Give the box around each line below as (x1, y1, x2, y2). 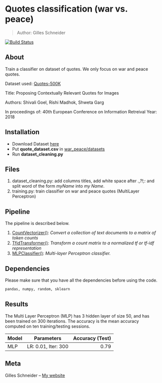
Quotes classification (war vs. (5, 3, 128, 15)
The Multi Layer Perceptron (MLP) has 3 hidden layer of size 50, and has (5, 313, 150, 319)
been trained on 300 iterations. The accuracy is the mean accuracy (5, 318, 139, 324)
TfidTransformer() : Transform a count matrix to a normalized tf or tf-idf (12, 240, 154, 246)
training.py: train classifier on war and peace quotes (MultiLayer (12, 188, 140, 194)
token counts (12, 235, 39, 241)
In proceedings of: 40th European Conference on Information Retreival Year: (5, 109, 157, 114)
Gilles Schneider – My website (5, 372, 65, 378)
